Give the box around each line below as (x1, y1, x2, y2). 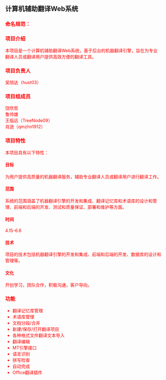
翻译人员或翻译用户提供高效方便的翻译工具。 (5, 53, 97, 59)
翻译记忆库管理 (12, 307, 43, 313)
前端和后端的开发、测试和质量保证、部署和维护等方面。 (13, 204, 127, 210)
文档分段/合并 (12, 320, 41, 326)
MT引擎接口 (12, 344, 37, 350)
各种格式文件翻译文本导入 (12, 332, 65, 338)
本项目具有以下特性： (5, 149, 49, 155)
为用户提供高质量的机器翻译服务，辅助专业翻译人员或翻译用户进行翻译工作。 (5, 174, 162, 180)
